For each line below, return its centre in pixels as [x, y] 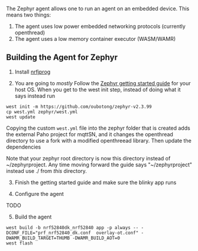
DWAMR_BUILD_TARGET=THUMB [38, 238]
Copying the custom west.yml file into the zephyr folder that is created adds [98, 128]
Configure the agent [39, 194]
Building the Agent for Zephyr [62, 58]
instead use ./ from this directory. [47, 170]
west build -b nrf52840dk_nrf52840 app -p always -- [72, 227]
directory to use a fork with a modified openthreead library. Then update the [99, 140]
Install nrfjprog [33, 72]
